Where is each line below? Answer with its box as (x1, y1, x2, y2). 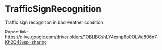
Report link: (5, 29, 28, 34)
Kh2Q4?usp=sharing (5, 39, 47, 45)
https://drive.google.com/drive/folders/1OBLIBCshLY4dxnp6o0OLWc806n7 (5, 34, 157, 40)
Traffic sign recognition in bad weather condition (5, 19, 104, 25)
